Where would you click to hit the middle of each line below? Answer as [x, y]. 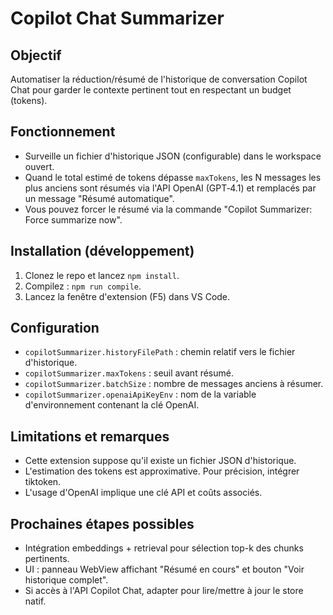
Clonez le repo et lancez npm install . [102, 275]
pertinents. [47, 559]
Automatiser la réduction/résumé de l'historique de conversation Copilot [159, 79]
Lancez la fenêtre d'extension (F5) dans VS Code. [127, 296]
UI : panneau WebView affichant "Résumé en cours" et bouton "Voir [164, 569]
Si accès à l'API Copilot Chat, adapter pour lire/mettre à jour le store [164, 591]
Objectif [36, 55]
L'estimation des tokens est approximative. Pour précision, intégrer [162, 471]
